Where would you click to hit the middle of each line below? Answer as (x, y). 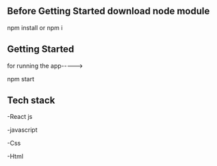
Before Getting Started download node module (108, 11)
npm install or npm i (35, 27)
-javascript (22, 130)
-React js (20, 117)
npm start (21, 79)
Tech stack (31, 101)
